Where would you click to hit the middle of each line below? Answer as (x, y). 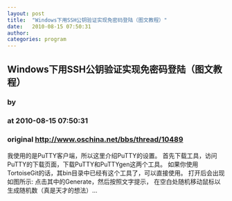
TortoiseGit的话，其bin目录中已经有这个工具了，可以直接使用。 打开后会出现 (116, 173)
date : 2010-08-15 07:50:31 (49, 26)
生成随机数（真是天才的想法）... (53, 190)
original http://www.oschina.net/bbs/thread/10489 (95, 139)
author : (18, 33)
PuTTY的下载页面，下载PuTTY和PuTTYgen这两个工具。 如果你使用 (103, 164)
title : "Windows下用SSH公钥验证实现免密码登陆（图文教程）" (87, 20)
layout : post (26, 14)
